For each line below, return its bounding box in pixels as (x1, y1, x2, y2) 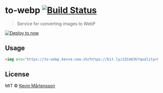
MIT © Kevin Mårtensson (5, 83, 55, 89)
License (5, 70, 30, 79)
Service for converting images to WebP (16, 21, 96, 27)
